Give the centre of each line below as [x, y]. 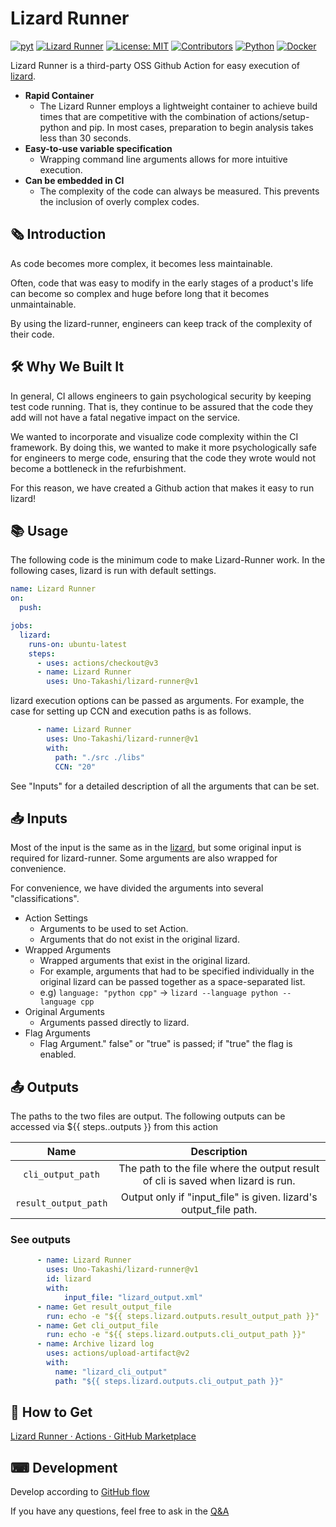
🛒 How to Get [51, 1412]
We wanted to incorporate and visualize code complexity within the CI [154, 436]
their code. [32, 334]
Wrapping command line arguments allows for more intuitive [163, 159]
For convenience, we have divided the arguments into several [137, 888]
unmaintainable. [43, 304]
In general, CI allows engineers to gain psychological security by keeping [161, 396]
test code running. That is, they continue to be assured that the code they [162, 406]
